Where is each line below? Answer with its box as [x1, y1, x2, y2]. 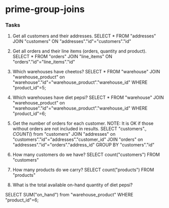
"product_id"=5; [12, 85, 46, 91]
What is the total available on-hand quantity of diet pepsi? [12, 182, 133, 188]
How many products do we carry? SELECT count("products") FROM [12, 167, 154, 173]
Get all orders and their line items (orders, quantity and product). [12, 48, 147, 54]
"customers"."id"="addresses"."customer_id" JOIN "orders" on [12, 136, 143, 142]
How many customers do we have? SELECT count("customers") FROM [12, 151, 160, 158]
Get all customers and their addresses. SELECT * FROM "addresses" [12, 33, 156, 39]
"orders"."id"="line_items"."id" [12, 59, 75, 65]
